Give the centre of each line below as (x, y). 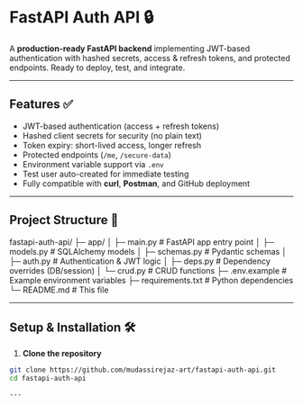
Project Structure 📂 (64, 220)
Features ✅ (41, 104)
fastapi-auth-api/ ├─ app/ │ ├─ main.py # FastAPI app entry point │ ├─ (142, 242)
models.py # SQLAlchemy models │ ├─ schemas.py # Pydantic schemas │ (148, 251)
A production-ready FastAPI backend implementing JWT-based (130, 48)
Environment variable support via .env (93, 164)
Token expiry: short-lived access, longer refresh (112, 145)
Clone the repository (62, 354)
